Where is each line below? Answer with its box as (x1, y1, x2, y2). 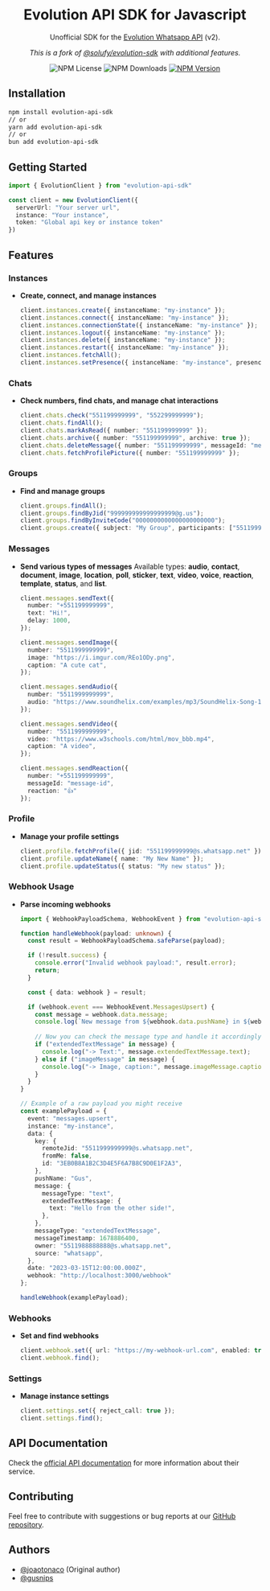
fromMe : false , (41, 1152, 93, 1160)
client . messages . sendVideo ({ (19, 720, 118, 728)
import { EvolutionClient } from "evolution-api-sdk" (8, 181, 193, 190)
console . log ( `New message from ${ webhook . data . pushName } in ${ (35, 1017, 252, 1026)
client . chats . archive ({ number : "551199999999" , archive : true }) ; (19, 434, 252, 442)
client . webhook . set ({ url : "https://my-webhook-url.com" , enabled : (19, 1346, 252, 1355)
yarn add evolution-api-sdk (8, 123, 103, 131)
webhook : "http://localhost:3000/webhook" (27, 1272, 172, 1280)
